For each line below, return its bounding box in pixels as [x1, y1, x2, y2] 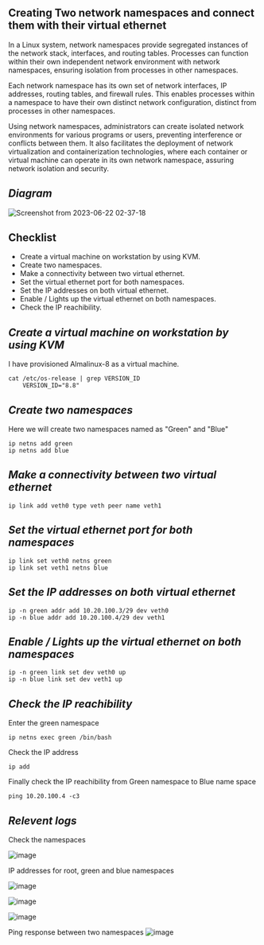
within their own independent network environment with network [8, 56, 220, 66]
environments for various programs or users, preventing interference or [8, 130, 243, 139]
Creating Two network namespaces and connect [8, 6, 254, 20]
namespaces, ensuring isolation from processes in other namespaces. [8, 65, 239, 75]
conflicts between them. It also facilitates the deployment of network [8, 138, 234, 148]
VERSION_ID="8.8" [22, 382, 80, 390]
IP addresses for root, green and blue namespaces [8, 865, 175, 875]
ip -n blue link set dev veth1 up [8, 675, 123, 683]
